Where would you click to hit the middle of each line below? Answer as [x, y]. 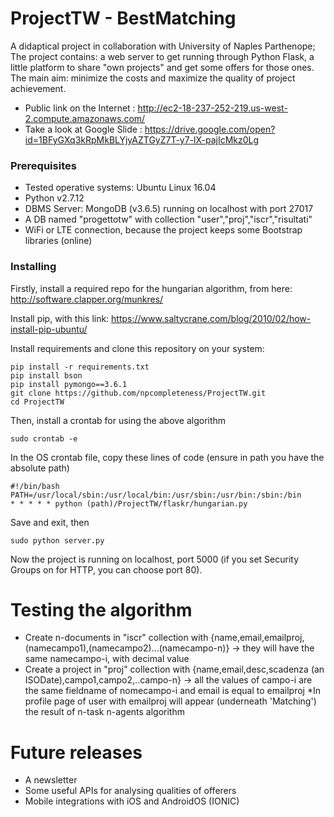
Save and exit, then [50, 522]
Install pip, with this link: [60, 318]
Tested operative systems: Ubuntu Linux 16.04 [120, 188]
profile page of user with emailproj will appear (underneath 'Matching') [170, 701]
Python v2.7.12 [54, 198]
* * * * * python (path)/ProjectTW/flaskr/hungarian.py [129, 503]
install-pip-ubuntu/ [49, 329]
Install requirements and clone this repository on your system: [137, 348]
